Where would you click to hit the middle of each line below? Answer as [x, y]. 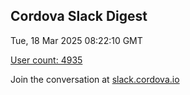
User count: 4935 [46, 60]
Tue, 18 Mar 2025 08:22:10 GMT [76, 40]
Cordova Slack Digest [79, 16]
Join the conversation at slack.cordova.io [95, 79]
